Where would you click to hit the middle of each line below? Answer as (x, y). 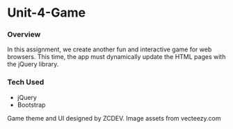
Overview (24, 35)
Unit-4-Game (46, 13)
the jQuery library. (33, 64)
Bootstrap (31, 105)
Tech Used (26, 83)
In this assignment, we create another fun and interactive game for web (110, 49)
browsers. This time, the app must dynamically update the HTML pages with (116, 57)
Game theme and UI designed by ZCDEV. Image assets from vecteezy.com (114, 118)
